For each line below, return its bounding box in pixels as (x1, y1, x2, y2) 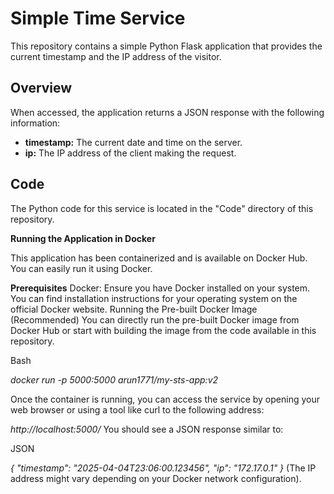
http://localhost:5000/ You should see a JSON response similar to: (10, 423, 284, 435)
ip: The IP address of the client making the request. (24, 147, 237, 159)
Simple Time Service (10, 7, 186, 30)
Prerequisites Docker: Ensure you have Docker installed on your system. (10, 282, 311, 294)
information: (10, 117, 61, 129)
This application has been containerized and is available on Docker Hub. (10, 252, 308, 264)
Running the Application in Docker (10, 232, 156, 244)
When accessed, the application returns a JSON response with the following (10, 106, 325, 118)
